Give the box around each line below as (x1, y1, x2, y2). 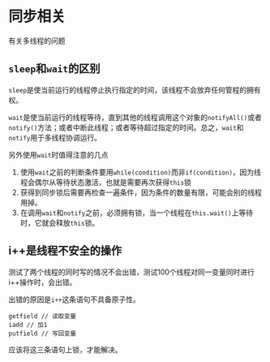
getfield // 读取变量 (8, 312, 77, 321)
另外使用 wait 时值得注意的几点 (8, 149, 109, 159)
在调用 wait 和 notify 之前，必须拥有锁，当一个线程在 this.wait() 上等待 (19, 208, 254, 218)
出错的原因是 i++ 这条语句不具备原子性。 (8, 294, 140, 304)
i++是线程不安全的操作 (8, 244, 122, 258)
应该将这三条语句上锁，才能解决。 (8, 344, 122, 354)
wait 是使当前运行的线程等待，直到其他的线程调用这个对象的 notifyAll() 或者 (8, 112, 262, 122)
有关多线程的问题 (8, 36, 66, 45)
